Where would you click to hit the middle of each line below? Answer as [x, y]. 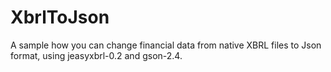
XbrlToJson [60, 17]
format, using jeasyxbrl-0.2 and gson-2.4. [96, 55]
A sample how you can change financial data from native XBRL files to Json [166, 45]
